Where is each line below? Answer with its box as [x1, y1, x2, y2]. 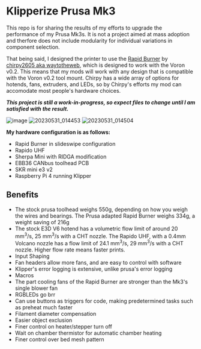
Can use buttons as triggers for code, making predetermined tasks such [14, 297, 193, 305]
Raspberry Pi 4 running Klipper [14, 172, 92, 179]
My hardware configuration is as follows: [6, 128, 111, 136]
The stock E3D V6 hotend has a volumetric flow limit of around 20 [14, 225, 178, 232]
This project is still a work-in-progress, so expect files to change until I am [6, 98, 196, 106]
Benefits [6, 190, 39, 200]
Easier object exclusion [14, 316, 73, 324]
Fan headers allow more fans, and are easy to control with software [14, 259, 182, 266]
